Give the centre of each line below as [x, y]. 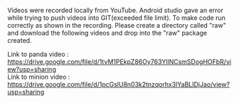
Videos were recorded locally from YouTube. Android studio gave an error [116, 10]
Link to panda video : [38, 54]
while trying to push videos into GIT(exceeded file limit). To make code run [116, 18]
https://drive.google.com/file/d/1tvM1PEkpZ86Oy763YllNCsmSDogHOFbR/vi [119, 62]
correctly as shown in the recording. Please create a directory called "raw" [117, 25]
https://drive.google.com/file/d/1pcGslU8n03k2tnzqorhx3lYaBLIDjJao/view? [118, 84]
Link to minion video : [39, 77]
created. [20, 40]
